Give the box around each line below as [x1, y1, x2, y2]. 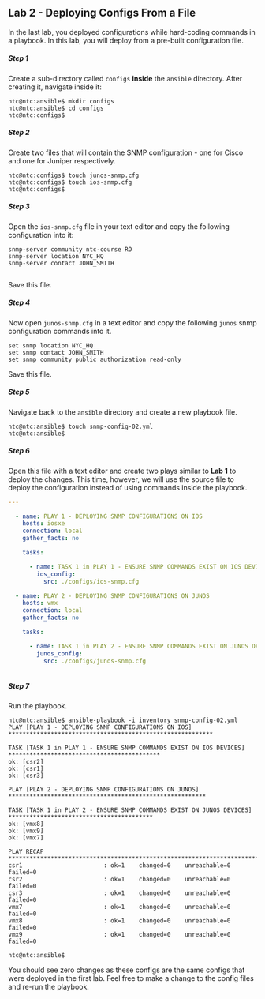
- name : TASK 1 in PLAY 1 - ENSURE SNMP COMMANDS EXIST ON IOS [28, 562, 242, 571]
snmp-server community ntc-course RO [8, 245, 132, 254]
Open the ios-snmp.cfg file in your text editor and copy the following [8, 221, 230, 231]
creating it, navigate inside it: [8, 82, 103, 92]
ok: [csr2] [8, 758, 44, 766]
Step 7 [8, 681, 30, 690]
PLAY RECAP [8, 848, 44, 856]
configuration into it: [8, 230, 74, 239]
